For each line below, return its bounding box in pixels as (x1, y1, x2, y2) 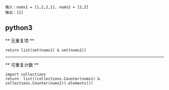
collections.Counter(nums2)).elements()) (5, 80, 94, 85)
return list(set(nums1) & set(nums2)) (5, 47, 87, 53)
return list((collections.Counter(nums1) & (5, 76, 100, 81)
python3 (5, 24, 33, 32)
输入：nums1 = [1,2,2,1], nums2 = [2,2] (5, 5, 89, 10)
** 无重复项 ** (5, 37, 34, 44)
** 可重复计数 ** (5, 62, 39, 68)
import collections (5, 72, 46, 77)
